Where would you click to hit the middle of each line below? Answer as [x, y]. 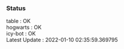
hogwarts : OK [24, 27]
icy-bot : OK [21, 34]
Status [16, 8]
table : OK [19, 21]
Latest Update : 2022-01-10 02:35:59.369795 [62, 40]
